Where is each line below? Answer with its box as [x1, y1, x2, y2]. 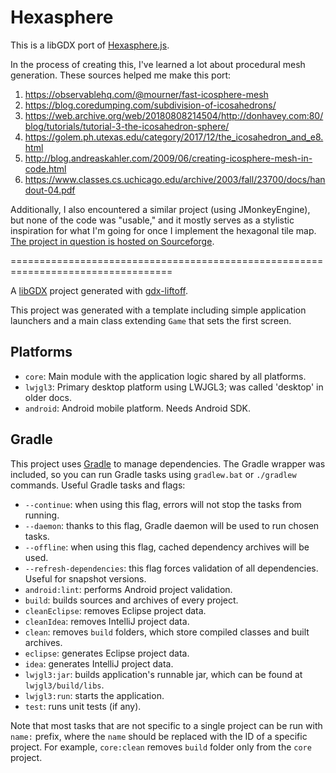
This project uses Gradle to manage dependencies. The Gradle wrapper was [10, 457, 326, 470]
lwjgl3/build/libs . [24, 679, 105, 691]
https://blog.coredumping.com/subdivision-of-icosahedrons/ [24, 99, 277, 111]
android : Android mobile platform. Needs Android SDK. [24, 402, 251, 414]
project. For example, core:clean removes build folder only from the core [10, 741, 312, 753]
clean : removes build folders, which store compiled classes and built [24, 626, 310, 638]
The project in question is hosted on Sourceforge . [10, 235, 215, 247]
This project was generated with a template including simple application [10, 304, 307, 316]
